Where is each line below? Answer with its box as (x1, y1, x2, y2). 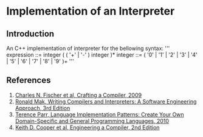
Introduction (6, 29, 55, 39)
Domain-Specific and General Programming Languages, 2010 (15, 117, 169, 124)
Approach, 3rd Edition (15, 104, 71, 111)
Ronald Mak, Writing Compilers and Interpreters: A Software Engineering (15, 97, 197, 105)
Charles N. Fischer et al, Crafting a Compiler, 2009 (15, 91, 142, 99)
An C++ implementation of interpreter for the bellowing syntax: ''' (6, 44, 170, 52)
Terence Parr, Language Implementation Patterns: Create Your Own (15, 111, 184, 118)
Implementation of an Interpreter (6, 4, 175, 18)
